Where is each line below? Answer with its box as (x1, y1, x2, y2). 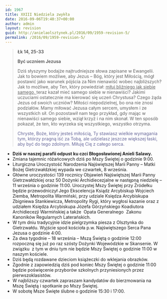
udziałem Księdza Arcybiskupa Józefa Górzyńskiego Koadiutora (12, 203, 144, 209)
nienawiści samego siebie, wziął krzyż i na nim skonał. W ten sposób (17, 115, 159, 121)
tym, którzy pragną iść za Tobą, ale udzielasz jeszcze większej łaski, (17, 135, 158, 142)
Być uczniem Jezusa (17, 58, 61, 64)
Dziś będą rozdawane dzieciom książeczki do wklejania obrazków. (12, 256, 149, 262)
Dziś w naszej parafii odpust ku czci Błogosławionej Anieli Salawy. (12, 150, 153, 157)
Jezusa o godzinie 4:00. (12, 230, 62, 236)
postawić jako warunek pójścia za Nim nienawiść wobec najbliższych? (17, 78, 162, 85)
